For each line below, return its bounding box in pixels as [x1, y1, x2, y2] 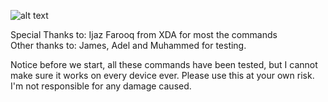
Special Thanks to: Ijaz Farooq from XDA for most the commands [10, 29, 278, 40]
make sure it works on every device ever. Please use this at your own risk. [10, 70, 315, 81]
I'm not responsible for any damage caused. [10, 80, 192, 92]
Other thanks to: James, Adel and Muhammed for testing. [10, 40, 247, 51]
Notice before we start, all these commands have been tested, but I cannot [10, 59, 318, 70]
